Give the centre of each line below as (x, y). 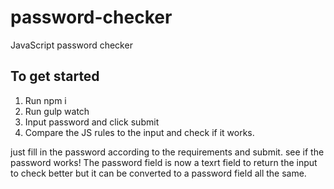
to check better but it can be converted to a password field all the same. (158, 173)
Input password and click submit (92, 122)
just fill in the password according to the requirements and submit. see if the (167, 152)
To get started (55, 76)
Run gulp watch (57, 111)
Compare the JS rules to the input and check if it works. (139, 132)
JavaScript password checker (71, 45)
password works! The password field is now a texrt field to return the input (164, 162)
